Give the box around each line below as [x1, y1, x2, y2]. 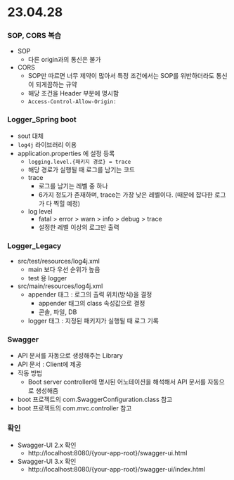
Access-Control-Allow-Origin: [27, 98, 117, 105]
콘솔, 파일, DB [38, 308, 77, 316]
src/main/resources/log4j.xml [17, 282, 103, 290]
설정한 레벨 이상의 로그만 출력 [38, 223, 119, 231]
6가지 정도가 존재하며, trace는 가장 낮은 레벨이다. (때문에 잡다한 [38, 190, 213, 199]
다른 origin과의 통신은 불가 [27, 56, 101, 64]
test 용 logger [27, 274, 67, 283]
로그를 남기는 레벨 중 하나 [38, 181, 108, 190]
